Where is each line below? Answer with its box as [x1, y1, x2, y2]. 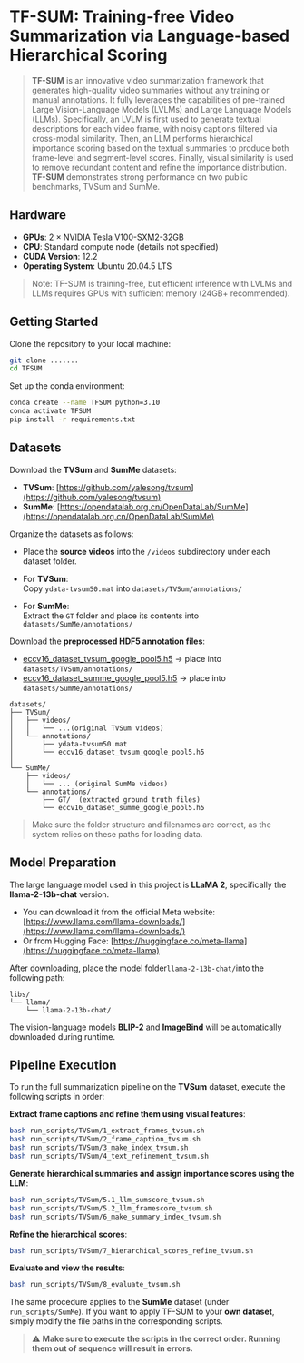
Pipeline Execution [9, 1057, 117, 1072]
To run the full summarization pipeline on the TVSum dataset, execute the [9, 1082, 286, 1092]
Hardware [9, 207, 66, 223]
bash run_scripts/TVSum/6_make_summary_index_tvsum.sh [9, 1212, 221, 1221]
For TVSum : [22, 573, 69, 584]
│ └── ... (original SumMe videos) [25, 779, 169, 788]
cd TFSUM [9, 364, 43, 373]
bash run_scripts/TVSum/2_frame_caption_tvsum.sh [9, 1135, 201, 1144]
